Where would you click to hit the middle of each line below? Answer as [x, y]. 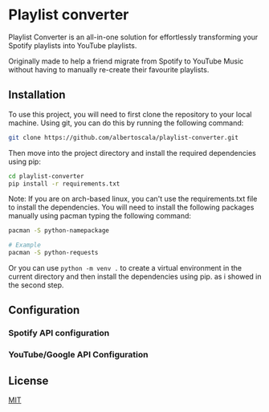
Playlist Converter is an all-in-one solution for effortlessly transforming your [133, 37]
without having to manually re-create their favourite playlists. [109, 69]
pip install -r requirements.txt [64, 184]
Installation [37, 95]
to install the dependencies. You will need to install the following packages [131, 207]
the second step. [36, 285]
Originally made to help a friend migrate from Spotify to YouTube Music [126, 61]
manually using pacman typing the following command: [100, 216]
